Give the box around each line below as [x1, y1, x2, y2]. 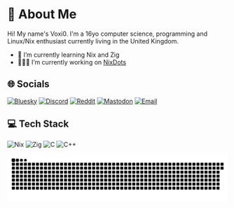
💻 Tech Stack [7, 118, 69, 130]
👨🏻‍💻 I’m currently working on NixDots [17, 57, 127, 66]
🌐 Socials [7, 78, 50, 90]
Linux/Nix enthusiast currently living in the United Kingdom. [7, 36, 179, 45]
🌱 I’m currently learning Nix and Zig [17, 50, 120, 59]
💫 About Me [7, 6, 77, 22]
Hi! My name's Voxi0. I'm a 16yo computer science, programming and [7, 29, 208, 38]
